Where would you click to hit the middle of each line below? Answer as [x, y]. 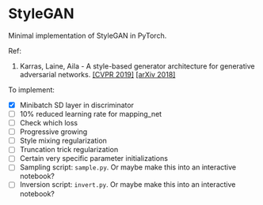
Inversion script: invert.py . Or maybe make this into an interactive [128, 184]
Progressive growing [53, 132]
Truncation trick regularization [69, 150]
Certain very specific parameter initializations [94, 158]
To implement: [32, 89]
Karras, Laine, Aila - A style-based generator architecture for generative [137, 66]
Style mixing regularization [63, 141]
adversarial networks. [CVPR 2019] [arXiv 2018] [97, 74]
